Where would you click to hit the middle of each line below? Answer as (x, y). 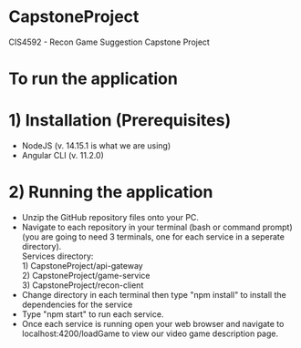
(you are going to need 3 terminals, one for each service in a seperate (153, 237)
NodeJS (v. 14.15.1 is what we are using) (96, 146)
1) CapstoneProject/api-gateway (82, 266)
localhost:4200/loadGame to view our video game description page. (150, 333)
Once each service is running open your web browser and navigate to (153, 324)
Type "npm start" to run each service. (93, 314)
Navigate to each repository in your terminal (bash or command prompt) (157, 227)
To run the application (93, 79)
